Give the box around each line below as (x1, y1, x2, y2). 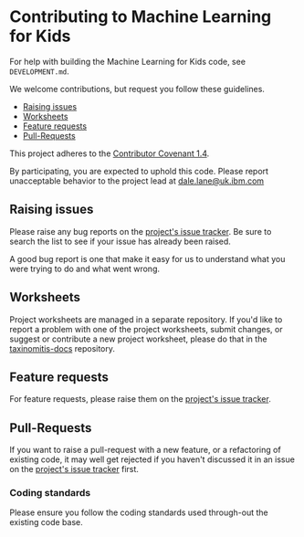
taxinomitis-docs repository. (9, 342, 116, 353)
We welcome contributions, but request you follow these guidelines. (9, 83, 265, 94)
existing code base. (9, 517, 84, 528)
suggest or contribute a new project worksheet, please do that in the (9, 333, 267, 344)
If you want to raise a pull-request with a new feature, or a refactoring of (9, 445, 281, 456)
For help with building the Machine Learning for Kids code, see (9, 56, 246, 67)
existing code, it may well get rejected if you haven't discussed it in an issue (9, 454, 295, 465)
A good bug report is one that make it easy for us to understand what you (9, 253, 286, 264)
